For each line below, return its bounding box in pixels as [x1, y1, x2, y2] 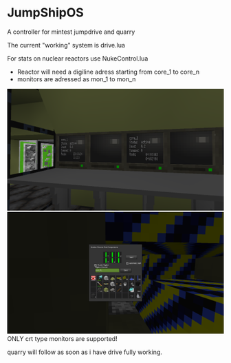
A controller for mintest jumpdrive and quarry [7, 28, 135, 36]
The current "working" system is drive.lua [7, 41, 126, 49]
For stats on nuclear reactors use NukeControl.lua [7, 54, 148, 63]
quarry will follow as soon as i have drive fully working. [7, 348, 163, 356]
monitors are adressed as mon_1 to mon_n [16, 74, 136, 83]
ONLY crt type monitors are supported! [7, 334, 118, 342]
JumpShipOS [7, 5, 84, 21]
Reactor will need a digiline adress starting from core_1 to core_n [16, 68, 200, 76]
